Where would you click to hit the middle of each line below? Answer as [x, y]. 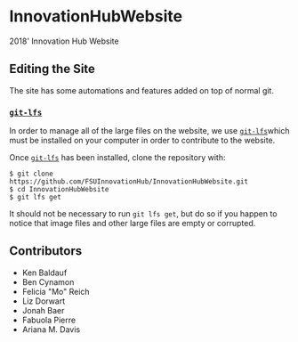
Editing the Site [52, 69]
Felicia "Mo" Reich [56, 291]
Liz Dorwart [44, 301]
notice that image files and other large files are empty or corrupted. [133, 224]
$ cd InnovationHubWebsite [59, 190]
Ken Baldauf [44, 273]
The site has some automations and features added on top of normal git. [141, 90]
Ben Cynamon [48, 281]
